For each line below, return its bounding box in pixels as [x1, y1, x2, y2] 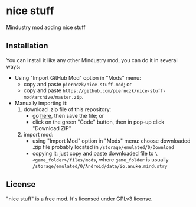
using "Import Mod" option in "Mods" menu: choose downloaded [32, 137, 191, 144]
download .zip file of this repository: [23, 105, 112, 113]
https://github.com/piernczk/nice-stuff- [63, 88, 166, 94]
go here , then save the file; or [32, 112, 104, 119]
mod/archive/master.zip [23, 94, 83, 100]
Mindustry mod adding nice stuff [6, 24, 86, 31]
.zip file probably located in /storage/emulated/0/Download [32, 143, 174, 150]
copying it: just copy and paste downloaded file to [32, 150, 154, 157]
